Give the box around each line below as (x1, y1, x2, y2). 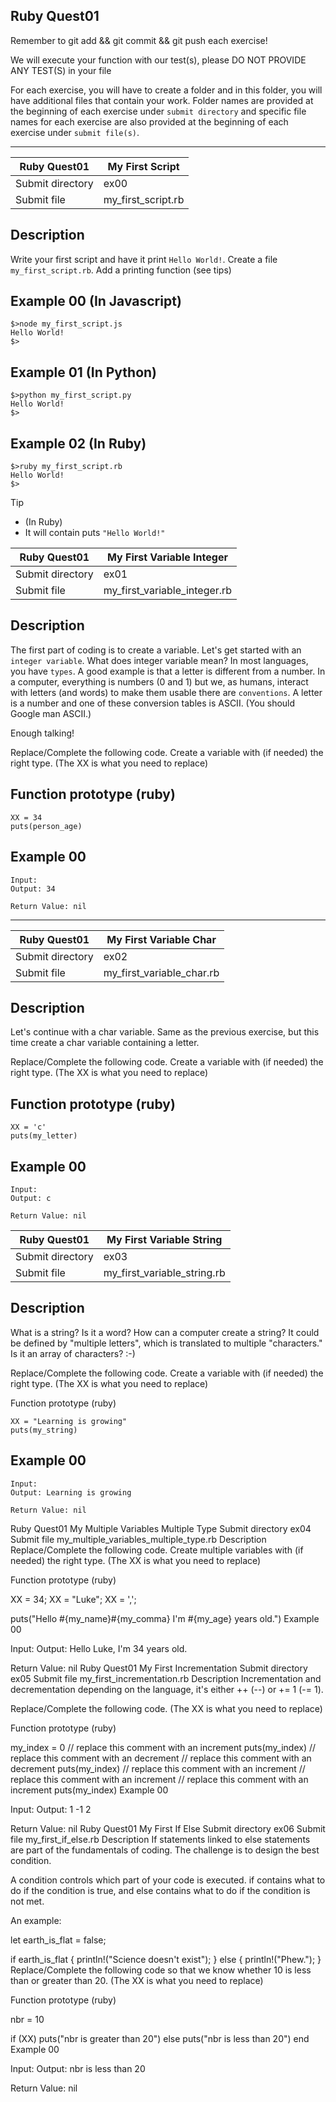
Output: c (10, 1193, 52, 1203)
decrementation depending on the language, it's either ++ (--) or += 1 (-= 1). (10, 1683, 324, 1695)
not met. (10, 1895, 45, 1907)
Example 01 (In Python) (10, 364, 158, 381)
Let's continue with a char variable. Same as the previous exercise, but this (10, 1026, 320, 1038)
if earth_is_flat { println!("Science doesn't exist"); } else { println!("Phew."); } (10, 1953, 322, 1965)
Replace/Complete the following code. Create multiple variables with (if (10, 1544, 304, 1556)
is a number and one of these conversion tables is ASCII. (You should (10, 697, 296, 709)
